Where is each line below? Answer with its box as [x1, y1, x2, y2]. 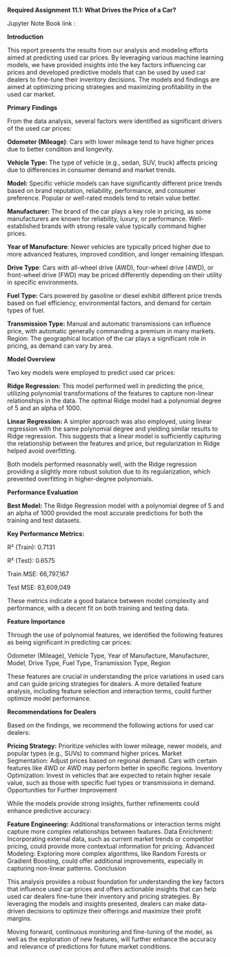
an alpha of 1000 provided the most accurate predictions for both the [7, 509, 203, 517]
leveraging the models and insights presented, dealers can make [7, 900, 191, 908]
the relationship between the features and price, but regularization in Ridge [7, 439, 221, 447]
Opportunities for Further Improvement [7, 786, 117, 794]
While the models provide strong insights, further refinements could [7, 799, 200, 808]
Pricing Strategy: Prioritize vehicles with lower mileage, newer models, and [7, 742, 222, 750]
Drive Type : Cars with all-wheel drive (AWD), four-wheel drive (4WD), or [7, 263, 214, 272]
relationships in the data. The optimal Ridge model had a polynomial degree [7, 397, 222, 405]
